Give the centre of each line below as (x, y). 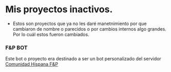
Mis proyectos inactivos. (59, 9)
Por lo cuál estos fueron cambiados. (51, 34)
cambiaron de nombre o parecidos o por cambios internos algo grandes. (90, 29)
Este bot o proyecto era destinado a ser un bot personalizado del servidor (83, 59)
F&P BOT (16, 47)
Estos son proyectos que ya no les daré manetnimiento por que (80, 23)
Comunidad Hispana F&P (32, 64)
